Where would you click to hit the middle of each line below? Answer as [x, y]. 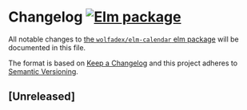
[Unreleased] [42, 97]
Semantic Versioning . [43, 71]
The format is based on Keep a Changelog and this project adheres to [123, 63]
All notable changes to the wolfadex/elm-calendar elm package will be [124, 39]
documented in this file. [47, 47]
